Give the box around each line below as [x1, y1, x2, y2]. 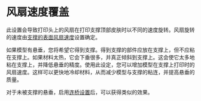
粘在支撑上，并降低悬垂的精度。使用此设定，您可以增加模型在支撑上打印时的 [6, 61, 195, 68]
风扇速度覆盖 [6, 5, 70, 19]
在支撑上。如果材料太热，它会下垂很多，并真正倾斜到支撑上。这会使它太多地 [6, 53, 195, 61]
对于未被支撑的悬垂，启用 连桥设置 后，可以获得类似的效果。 [6, 89, 153, 96]
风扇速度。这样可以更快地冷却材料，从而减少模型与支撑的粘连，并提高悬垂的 [6, 68, 195, 75]
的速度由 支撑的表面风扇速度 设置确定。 [6, 33, 100, 40]
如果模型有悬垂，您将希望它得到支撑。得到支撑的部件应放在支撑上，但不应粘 [6, 46, 195, 53]
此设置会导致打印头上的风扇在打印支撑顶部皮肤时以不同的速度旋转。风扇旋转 [6, 26, 195, 33]
